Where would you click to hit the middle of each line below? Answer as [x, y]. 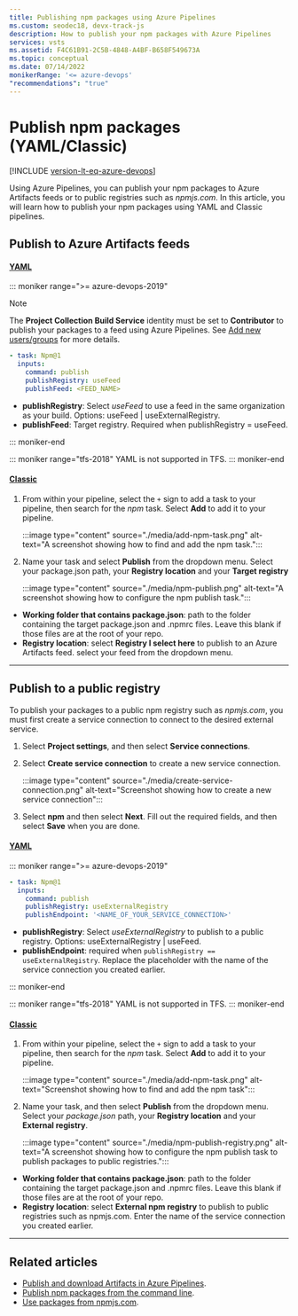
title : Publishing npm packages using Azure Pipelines [113, 17]
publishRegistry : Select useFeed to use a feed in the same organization [153, 405]
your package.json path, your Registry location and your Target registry [155, 571]
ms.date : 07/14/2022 [47, 67]
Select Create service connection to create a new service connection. [151, 763]
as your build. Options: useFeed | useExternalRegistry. [121, 415]
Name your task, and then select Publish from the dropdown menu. [145, 1107]
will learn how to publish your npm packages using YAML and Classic [136, 207]
